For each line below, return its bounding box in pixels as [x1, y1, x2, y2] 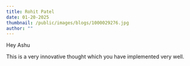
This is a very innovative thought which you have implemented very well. [6, 53, 185, 60]
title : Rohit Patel [6, 8, 55, 15]
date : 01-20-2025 [6, 14, 49, 20]
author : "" [6, 25, 33, 32]
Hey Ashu [6, 42, 30, 49]
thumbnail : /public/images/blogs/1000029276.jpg [6, 20, 129, 26]
